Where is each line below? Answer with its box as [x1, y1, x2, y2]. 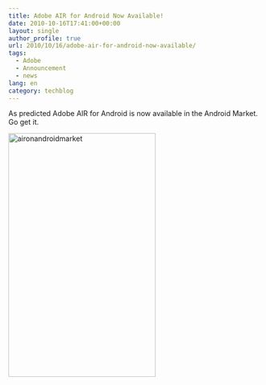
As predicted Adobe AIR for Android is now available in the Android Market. [8, 109, 258, 118]
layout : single [8, 27, 60, 35]
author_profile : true [8, 34, 81, 43]
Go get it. [8, 118, 39, 127]
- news [15, 72, 38, 80]
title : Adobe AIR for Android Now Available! [8, 11, 164, 20]
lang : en [8, 79, 38, 87]
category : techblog [8, 86, 74, 95]
